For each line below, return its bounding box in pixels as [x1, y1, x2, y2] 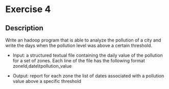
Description [5, 24, 43, 32]
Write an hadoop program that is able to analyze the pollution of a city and [5, 37, 161, 43]
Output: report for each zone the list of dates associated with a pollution [12, 73, 164, 79]
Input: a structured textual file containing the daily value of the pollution [12, 52, 163, 58]
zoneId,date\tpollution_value [12, 63, 72, 69]
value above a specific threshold [12, 78, 82, 84]
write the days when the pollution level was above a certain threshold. [5, 42, 152, 49]
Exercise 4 [5, 4, 51, 15]
